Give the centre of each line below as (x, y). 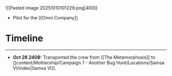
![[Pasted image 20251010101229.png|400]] (51, 8)
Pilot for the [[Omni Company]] (45, 18)
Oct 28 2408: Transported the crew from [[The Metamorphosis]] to (84, 57)
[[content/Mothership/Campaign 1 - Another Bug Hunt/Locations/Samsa (89, 62)
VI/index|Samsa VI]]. (34, 68)
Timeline (24, 39)
